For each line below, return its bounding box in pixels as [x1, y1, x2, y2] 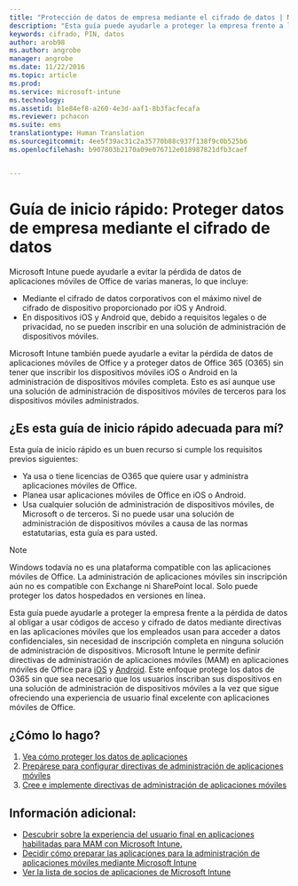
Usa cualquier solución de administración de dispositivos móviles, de [21, 499, 275, 510]
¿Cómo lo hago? [9, 728, 100, 743]
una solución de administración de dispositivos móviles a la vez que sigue [9, 683, 279, 694]
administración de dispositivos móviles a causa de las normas [21, 518, 248, 529]
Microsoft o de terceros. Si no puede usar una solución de [21, 508, 235, 520]
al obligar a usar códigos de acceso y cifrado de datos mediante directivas [9, 617, 282, 627]
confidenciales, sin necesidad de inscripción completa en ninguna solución [9, 636, 284, 647]
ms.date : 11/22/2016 [9, 63, 86, 72]
